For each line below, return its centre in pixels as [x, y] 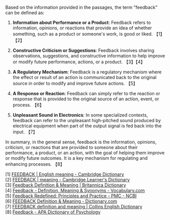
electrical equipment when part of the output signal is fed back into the [87, 126]
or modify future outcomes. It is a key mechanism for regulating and [77, 158]
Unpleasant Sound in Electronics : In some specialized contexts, [80, 115]
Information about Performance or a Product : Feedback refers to [82, 23]
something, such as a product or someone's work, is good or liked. [83, 34]
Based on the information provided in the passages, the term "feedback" [81, 7]
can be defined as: [25, 13]
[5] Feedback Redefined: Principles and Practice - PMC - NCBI [71, 196]
